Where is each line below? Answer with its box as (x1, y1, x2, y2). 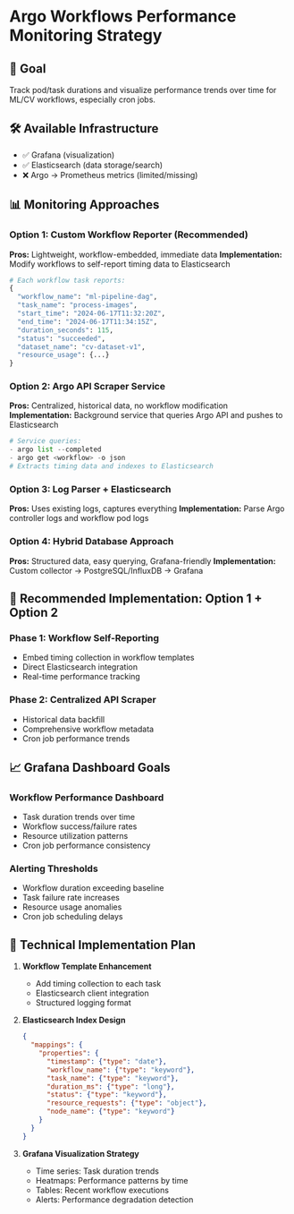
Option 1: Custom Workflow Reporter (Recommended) (9, 228, 248, 241)
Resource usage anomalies (21, 902, 122, 912)
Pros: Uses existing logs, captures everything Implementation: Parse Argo (9, 503, 285, 514)
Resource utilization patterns (21, 831, 129, 842)
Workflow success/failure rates (21, 821, 138, 832)
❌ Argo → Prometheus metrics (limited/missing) (21, 169, 198, 180)
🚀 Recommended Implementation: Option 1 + (9, 591, 263, 606)
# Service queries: (9, 437, 82, 446)
